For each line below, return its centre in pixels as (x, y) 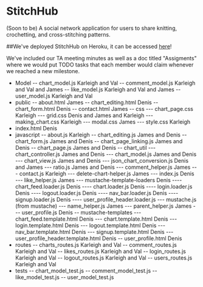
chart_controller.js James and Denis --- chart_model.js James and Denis (106, 154)
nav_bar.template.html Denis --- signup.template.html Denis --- (94, 232)
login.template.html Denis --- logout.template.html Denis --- (90, 225)
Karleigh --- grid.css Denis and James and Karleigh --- (84, 115)
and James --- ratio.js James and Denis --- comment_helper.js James (103, 167)
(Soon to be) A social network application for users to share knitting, (92, 28)
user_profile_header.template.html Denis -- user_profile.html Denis (98, 238)
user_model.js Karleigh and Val (54, 96)
